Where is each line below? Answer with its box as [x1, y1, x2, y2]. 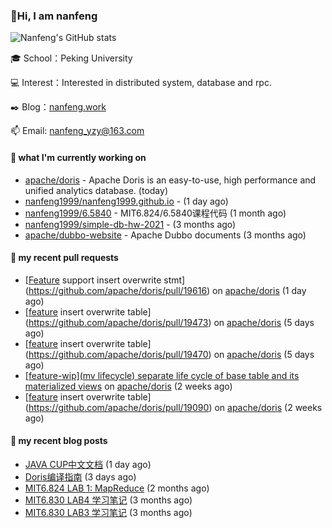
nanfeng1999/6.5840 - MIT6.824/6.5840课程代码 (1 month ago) [24, 207, 287, 219]
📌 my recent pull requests [10, 252, 119, 264]
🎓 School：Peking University [10, 52, 133, 64]
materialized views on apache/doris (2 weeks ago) [24, 380, 233, 392]
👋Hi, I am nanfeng [10, 9, 98, 23]
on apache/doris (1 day [212, 284, 307, 296]
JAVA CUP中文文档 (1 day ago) [24, 458, 152, 470]
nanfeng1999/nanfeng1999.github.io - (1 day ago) [24, 195, 229, 207]
